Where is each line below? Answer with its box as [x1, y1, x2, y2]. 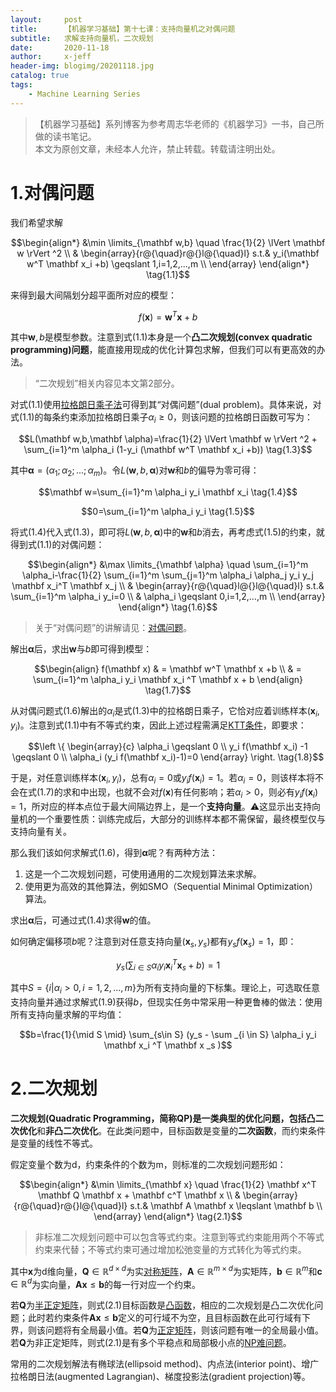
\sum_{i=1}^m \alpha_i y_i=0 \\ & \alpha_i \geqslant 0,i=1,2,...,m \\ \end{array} [10, 590, 326, 602]
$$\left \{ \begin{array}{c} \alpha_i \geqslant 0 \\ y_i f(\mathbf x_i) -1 [28, 741, 308, 753]
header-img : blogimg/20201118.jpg [10, 61, 155, 71]
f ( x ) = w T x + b [138, 309, 198, 323]
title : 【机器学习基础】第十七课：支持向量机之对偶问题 [10, 24, 236, 34]
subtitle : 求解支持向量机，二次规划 [10, 33, 154, 43]
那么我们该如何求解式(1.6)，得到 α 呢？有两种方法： [10, 847, 218, 858]
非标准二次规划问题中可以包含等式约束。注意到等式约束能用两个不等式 [34, 1231, 325, 1243]
